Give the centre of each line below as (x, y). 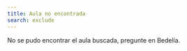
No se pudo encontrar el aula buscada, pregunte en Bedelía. (94, 40)
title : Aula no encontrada (46, 14)
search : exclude (31, 20)
